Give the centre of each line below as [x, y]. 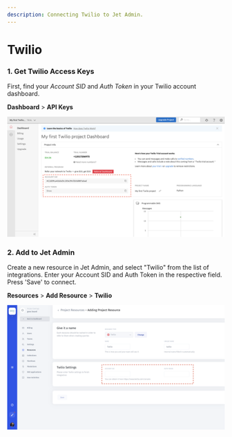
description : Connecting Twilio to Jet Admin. [75, 15]
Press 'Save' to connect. [42, 282]
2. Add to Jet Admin [41, 252]
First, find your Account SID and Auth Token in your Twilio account [102, 86]
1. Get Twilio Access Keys [51, 71]
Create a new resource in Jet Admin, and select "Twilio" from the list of [108, 267]
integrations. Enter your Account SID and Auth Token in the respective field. [115, 275]
